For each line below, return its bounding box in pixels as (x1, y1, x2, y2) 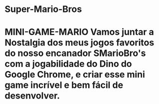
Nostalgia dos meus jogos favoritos (4, 37, 155, 48)
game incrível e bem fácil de (4, 79, 123, 91)
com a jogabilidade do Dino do (4, 58, 133, 69)
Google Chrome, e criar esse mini (4, 69, 146, 80)
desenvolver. (4, 90, 60, 101)
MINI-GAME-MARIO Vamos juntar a (4, 26, 154, 38)
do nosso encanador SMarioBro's (4, 47, 146, 59)
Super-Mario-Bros (4, 3, 82, 15)
